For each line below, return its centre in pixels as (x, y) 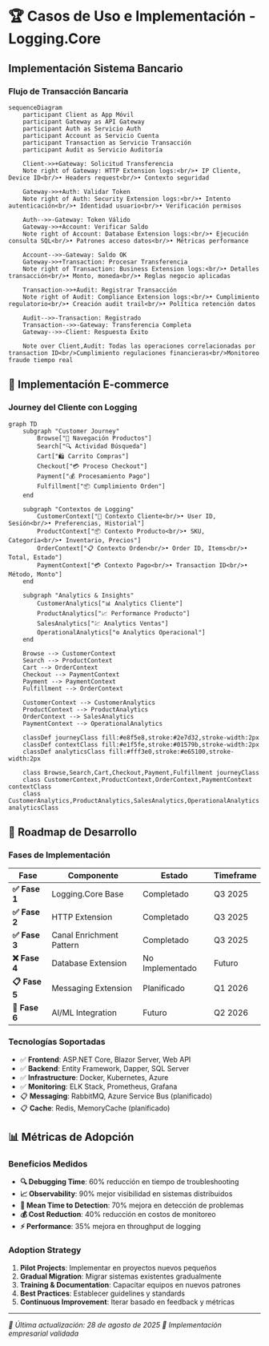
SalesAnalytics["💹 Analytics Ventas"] (103, 623)
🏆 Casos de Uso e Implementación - (132, 16)
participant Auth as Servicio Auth (82, 129)
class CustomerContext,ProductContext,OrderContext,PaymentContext (137, 780)
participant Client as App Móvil (78, 115)
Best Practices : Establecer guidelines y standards (102, 1293)
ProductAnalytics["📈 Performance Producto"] (114, 613)
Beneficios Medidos (48, 1163)
